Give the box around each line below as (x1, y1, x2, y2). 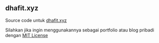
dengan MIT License (5, 32, 48, 38)
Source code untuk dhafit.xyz (5, 17, 67, 23)
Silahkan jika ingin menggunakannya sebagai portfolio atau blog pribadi (5, 27, 154, 33)
